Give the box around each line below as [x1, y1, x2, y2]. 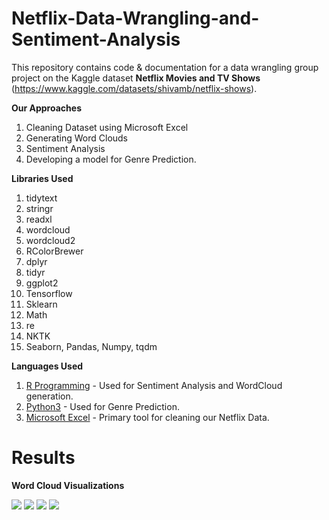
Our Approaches [11, 102, 82, 114]
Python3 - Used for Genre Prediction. [25, 400, 180, 412]
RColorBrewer [25, 245, 84, 257]
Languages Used [11, 360, 84, 372]
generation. [25, 390, 74, 402]
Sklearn [25, 298, 58, 310]
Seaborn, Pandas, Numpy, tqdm [25, 340, 158, 352]
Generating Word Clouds [25, 132, 129, 144]
